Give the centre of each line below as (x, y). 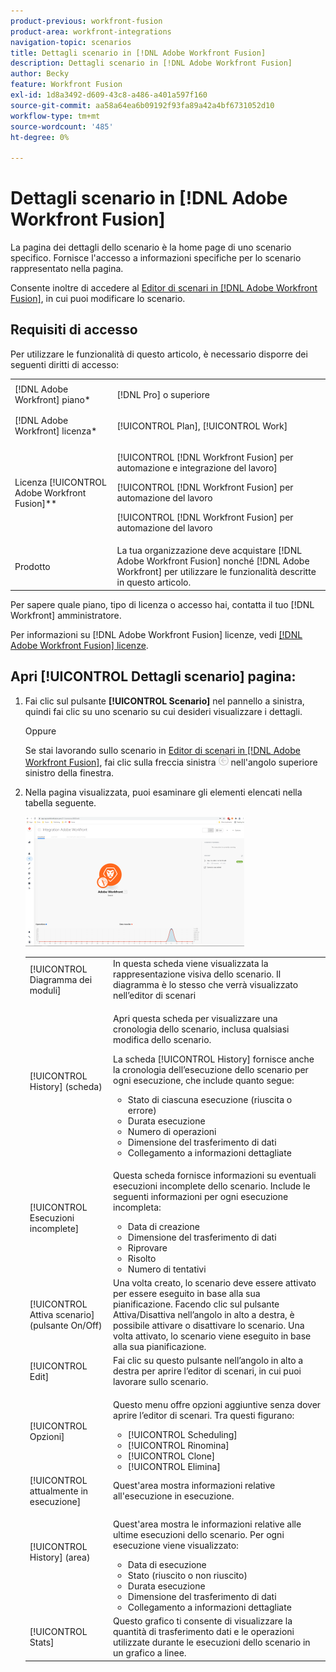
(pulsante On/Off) (66, 1326)
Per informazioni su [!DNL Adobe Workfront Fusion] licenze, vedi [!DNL (156, 634)
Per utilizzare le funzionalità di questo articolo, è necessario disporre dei (159, 354)
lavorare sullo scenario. (161, 1382)
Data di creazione (163, 1226)
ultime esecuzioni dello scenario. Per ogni (199, 1535)
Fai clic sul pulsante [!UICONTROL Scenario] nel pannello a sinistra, (164, 701)
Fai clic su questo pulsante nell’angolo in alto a (208, 1361)
